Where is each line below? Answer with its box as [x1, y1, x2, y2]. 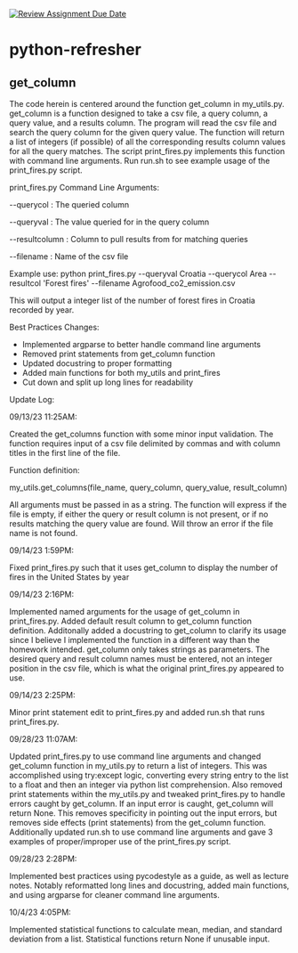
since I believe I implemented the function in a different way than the [9, 635, 261, 645]
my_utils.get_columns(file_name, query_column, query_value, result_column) [9, 482, 287, 493]
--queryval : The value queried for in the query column [9, 216, 210, 227]
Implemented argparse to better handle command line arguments [21, 339, 261, 349]
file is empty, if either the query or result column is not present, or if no [9, 509, 269, 519]
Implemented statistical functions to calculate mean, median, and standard [9, 924, 283, 934]
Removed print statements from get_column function [21, 348, 215, 359]
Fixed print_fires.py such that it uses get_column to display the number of [9, 562, 278, 573]
